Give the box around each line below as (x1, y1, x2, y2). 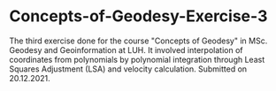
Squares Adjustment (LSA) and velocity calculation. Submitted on (9, 64, 248, 74)
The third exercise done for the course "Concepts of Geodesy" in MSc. (9, 35, 268, 46)
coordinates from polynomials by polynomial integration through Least (9, 54, 265, 64)
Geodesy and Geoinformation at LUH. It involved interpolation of (9, 44, 243, 55)
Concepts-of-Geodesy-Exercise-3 (9, 6, 268, 27)
